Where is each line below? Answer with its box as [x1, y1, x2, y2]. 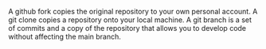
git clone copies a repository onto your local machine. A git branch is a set [8, 15, 252, 24]
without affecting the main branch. [8, 32, 122, 41]
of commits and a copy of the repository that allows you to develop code [8, 24, 247, 32]
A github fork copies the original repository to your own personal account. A [8, 7, 258, 16]
